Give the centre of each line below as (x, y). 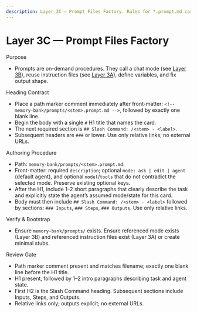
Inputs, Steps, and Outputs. (47, 297)
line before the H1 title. (42, 272)
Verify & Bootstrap (28, 219)
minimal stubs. (32, 243)
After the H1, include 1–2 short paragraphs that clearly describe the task (101, 189)
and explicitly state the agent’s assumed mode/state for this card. (94, 195)
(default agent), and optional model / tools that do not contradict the (95, 177)
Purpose (16, 57)
